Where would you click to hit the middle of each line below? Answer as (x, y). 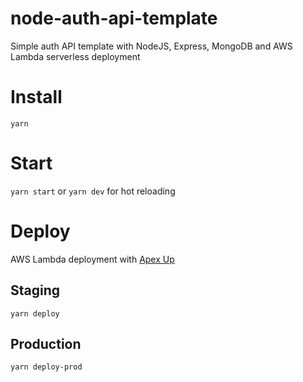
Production (46, 343)
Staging (35, 290)
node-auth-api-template (114, 18)
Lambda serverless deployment (75, 56)
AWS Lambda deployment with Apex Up (92, 259)
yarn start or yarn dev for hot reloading (93, 191)
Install (36, 97)
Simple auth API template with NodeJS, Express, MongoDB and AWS (151, 46)
